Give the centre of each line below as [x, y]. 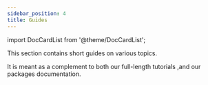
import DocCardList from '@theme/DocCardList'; [76, 39]
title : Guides [28, 20]
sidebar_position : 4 [37, 13]
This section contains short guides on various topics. [82, 53]
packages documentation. [44, 74]
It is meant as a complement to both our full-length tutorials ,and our [104, 66]
